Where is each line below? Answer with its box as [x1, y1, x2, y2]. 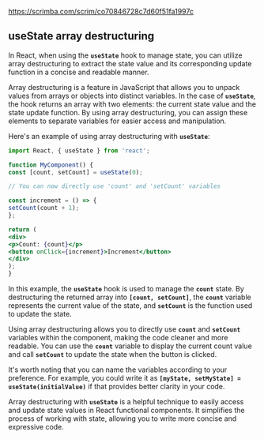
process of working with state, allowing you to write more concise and [8, 414, 237, 423]
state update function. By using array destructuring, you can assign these [8, 107, 248, 117]
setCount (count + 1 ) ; [8, 204, 80, 212]
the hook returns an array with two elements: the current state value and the [8, 99, 257, 109]
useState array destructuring [8, 29, 155, 43]
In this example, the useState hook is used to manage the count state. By [8, 284, 245, 294]
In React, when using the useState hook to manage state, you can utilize [8, 51, 243, 60]
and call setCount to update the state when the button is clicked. [8, 350, 217, 359]
